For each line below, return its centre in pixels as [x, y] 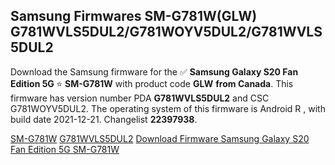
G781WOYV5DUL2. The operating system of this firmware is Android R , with [168, 108]
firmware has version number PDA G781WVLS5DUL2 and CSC [140, 98]
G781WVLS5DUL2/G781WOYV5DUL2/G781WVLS [166, 32]
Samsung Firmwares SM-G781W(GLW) [134, 16]
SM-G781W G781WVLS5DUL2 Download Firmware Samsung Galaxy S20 [160, 138]
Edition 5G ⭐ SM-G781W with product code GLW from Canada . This [152, 83]
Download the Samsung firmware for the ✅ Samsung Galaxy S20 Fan [154, 71]
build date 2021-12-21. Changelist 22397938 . [104, 119]
